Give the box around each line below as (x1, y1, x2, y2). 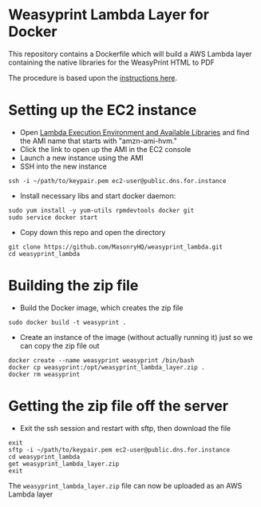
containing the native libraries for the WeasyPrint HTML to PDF (8, 58, 216, 67)
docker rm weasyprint (8, 370, 81, 378)
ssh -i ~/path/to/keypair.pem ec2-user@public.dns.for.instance (8, 177, 227, 185)
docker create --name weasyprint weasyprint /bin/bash (8, 356, 195, 365)
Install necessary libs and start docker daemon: (19, 190, 176, 201)
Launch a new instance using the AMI (19, 153, 144, 162)
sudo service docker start (8, 214, 98, 222)
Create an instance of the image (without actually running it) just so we (19, 332, 253, 341)
